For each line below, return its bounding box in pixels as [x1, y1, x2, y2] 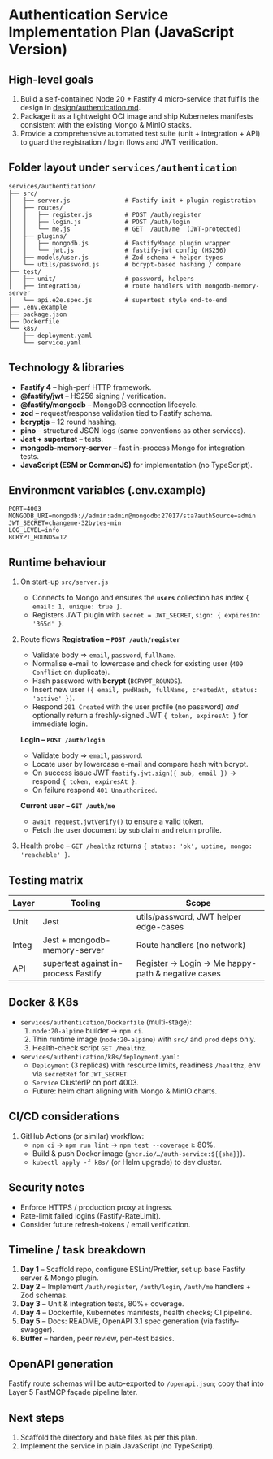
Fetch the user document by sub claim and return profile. [32, 825, 222, 835]
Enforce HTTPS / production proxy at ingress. [19, 1202, 173, 1212]
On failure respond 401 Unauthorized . [32, 786, 158, 795]
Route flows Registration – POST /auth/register [19, 634, 180, 644]
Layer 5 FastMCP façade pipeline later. [8, 1388, 138, 1397]
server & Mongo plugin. [19, 1273, 99, 1283]
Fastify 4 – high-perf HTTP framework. [19, 382, 152, 392]
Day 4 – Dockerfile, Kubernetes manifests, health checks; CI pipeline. [19, 1308, 253, 1318]
